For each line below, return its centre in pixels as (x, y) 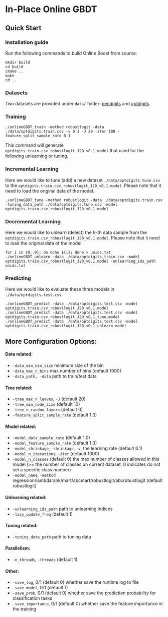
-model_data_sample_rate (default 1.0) (51, 438)
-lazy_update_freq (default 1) (43, 514)
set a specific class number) (42, 470)
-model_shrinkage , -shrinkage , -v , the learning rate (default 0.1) (77, 448)
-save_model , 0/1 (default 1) (40, 588)
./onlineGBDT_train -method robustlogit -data (55, 127)
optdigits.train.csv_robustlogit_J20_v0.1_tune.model (63, 317)
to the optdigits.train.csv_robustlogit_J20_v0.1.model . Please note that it (83, 186)
